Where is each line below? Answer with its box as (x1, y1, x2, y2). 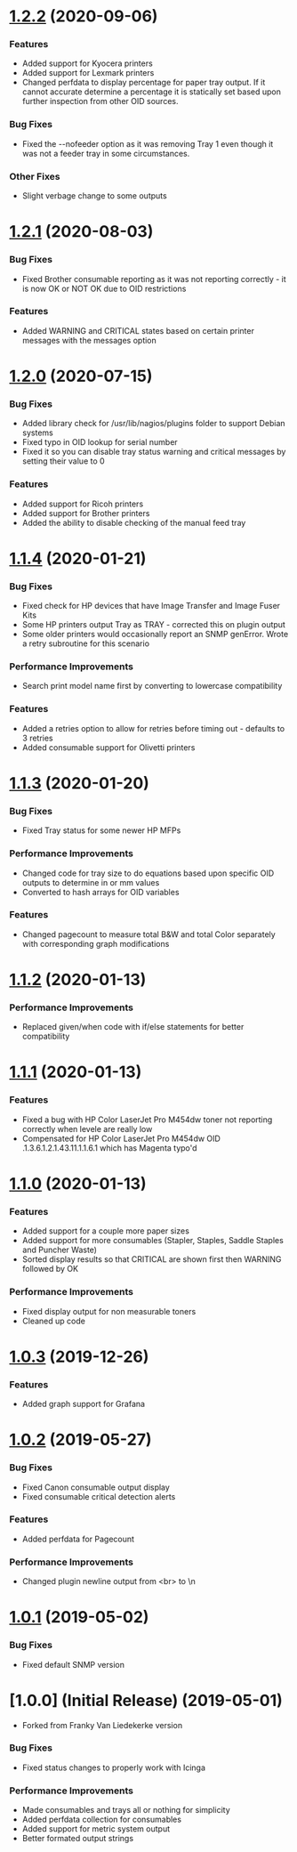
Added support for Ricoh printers (21, 498, 144, 509)
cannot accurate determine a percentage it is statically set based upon (21, 86, 282, 97)
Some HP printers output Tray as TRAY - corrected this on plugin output (21, 619, 286, 630)
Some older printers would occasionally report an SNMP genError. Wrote (21, 629, 289, 640)
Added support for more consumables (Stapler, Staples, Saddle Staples (21, 1235, 285, 1246)
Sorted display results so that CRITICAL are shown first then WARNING (21, 1254, 282, 1265)
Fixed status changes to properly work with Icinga (21, 1762, 206, 1773)
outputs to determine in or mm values (21, 877, 160, 887)
